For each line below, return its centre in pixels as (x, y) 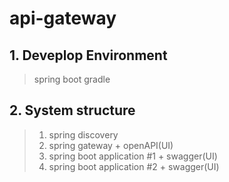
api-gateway (63, 18)
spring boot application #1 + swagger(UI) (133, 156)
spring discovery (83, 134)
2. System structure (72, 110)
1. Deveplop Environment (88, 55)
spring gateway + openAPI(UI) (111, 145)
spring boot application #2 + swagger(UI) (134, 166)
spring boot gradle (72, 79)
